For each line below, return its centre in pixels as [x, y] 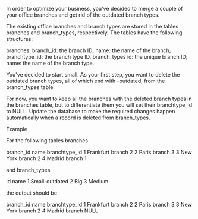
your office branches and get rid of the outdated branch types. [83, 15]
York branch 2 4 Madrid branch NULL [52, 211]
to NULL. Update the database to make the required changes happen [91, 111]
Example [17, 129]
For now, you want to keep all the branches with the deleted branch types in [99, 99]
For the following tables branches [47, 141]
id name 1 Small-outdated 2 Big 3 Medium [57, 181]
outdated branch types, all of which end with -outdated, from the [86, 81]
